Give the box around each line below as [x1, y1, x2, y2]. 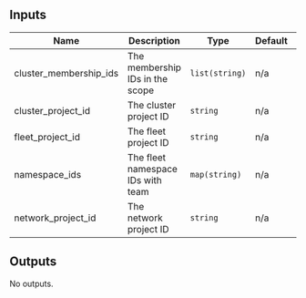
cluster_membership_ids [14, 67, 119, 79]
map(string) [189, 169, 242, 180]
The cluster [127, 98, 176, 111]
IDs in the [127, 72, 168, 85]
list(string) [189, 67, 247, 78]
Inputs [9, 7, 47, 23]
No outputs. [9, 278, 54, 289]
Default [254, 34, 289, 46]
